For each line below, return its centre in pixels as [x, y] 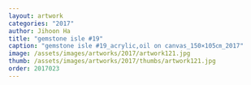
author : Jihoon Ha [39, 31]
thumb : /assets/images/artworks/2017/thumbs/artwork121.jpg [113, 62]
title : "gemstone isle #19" [56, 38]
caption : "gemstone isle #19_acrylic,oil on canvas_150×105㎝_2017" [126, 46]
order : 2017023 [34, 69]
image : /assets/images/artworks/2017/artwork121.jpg [100, 53]
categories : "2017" [41, 23]
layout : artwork [36, 16]
